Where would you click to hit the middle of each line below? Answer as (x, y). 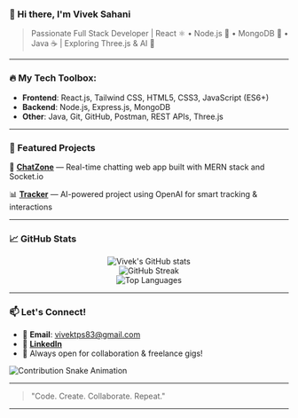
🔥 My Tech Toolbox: (53, 78)
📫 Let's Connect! (48, 312)
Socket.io (27, 176)
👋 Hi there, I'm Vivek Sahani (70, 14)
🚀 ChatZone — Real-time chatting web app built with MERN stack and (137, 167)
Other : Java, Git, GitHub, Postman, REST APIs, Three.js (122, 116)
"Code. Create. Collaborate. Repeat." (98, 396)
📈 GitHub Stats (43, 239)
